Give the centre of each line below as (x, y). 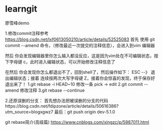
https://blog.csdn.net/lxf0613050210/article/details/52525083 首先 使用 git (80, 39)
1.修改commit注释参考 (27, 33)
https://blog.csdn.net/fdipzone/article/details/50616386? (62, 106)
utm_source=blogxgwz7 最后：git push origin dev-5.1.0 (60, 112)
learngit (21, 9)
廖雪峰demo (17, 23)
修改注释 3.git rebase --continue (53, 90)
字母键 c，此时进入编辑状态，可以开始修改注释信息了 (62, 62)
